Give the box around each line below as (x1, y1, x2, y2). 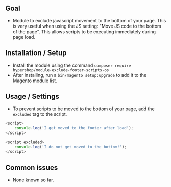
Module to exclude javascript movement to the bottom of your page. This (12, 17, 166, 23)
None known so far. (12, 177, 54, 183)
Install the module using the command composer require (12, 62, 131, 68)
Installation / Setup (5, 48, 67, 58)
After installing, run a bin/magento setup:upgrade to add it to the (12, 72, 147, 78)
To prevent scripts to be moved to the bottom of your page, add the (12, 105, 155, 112)
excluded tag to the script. (12, 111, 67, 117)
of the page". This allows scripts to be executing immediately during (12, 28, 156, 35)
